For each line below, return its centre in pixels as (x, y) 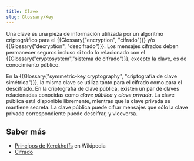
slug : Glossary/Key (30, 17)
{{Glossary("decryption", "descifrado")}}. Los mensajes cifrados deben (92, 46)
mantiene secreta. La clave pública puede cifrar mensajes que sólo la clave (97, 107)
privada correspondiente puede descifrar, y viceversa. (72, 113)
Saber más (26, 131)
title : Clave (22, 11)
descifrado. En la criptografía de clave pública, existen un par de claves (93, 88)
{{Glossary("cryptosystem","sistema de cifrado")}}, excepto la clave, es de (96, 59)
